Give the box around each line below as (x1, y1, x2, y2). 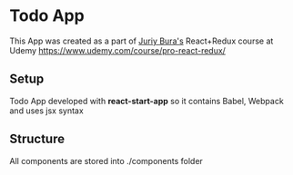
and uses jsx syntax (9, 105, 84, 116)
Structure (9, 131, 66, 147)
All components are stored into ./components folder (9, 155, 203, 166)
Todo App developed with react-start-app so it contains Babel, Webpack (9, 95, 284, 106)
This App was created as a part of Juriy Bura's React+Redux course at (9, 35, 274, 46)
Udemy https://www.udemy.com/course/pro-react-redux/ (9, 44, 226, 55)
